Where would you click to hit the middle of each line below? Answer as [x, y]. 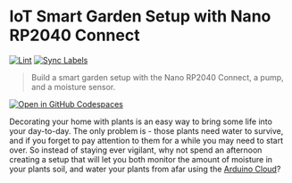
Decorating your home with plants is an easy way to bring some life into [141, 121]
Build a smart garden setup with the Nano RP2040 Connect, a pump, [157, 77]
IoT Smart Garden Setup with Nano [140, 17]
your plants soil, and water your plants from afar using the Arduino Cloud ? [145, 169]
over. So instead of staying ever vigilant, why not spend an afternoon [136, 150]
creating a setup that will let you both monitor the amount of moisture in [141, 159]
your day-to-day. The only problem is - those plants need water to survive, [146, 130]
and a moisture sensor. [73, 87]
